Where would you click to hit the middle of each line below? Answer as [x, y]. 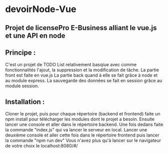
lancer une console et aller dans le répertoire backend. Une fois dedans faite [84, 124]
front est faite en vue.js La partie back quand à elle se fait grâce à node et [81, 75]
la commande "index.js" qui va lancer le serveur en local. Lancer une [76, 130]
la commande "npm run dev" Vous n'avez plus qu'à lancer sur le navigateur [83, 140]
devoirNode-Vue [41, 9]
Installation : [25, 102]
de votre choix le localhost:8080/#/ [42, 146]
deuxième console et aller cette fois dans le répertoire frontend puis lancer [82, 135]
